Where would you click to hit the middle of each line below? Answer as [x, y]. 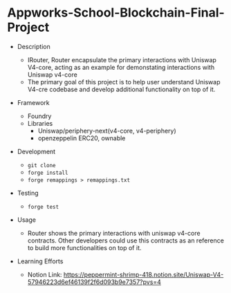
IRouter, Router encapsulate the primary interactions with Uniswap [122, 59]
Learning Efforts [40, 261]
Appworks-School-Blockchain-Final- [116, 13]
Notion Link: [45, 274]
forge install [48, 173]
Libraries [40, 123]
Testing [28, 193]
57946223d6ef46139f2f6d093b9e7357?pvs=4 [94, 282]
